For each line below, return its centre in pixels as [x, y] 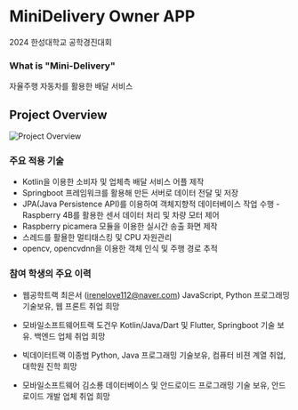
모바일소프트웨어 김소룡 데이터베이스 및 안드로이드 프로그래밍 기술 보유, [145, 385]
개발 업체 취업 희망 [78, 396]
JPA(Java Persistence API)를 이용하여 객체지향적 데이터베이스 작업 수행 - [151, 204]
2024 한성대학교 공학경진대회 [61, 42]
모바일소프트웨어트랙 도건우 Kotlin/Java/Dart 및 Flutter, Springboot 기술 [149, 325]
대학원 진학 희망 [49, 366]
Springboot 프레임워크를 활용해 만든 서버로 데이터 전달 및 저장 [130, 193]
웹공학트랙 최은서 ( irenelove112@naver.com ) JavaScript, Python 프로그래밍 [156, 294]
